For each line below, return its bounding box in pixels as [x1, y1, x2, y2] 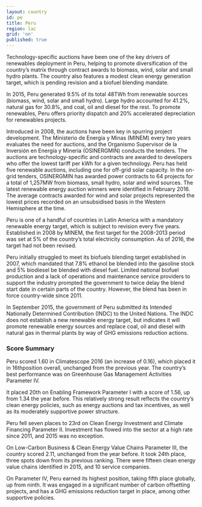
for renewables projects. [6, 116, 67, 123]
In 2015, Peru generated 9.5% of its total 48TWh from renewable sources [6, 91, 188, 98]
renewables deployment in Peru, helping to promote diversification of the [6, 60, 188, 67]
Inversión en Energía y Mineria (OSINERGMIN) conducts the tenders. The [6, 147, 188, 154]
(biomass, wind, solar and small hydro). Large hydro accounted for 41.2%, [6, 97, 190, 104]
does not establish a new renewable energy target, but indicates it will [6, 317, 180, 323]
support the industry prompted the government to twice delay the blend [6, 279, 185, 286]
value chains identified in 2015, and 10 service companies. [6, 463, 151, 470]
